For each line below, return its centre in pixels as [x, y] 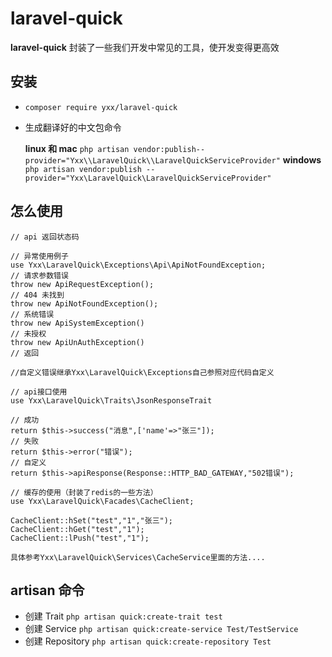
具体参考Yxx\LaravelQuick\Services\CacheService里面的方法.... [138, 557]
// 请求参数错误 [39, 275]
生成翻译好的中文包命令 [73, 127]
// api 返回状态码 [45, 237]
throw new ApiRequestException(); [82, 284]
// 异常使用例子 [39, 256]
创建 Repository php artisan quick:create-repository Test [148, 641]
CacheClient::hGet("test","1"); [77, 529]
